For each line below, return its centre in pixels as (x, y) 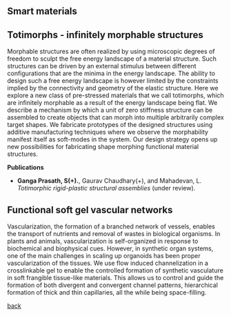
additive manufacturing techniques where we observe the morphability (108, 132)
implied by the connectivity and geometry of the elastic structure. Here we (113, 88)
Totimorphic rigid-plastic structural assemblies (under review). (106, 188)
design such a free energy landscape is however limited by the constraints (113, 81)
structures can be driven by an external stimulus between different (102, 66)
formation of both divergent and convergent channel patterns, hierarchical (113, 285)
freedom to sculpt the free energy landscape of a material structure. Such (112, 59)
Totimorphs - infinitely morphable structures (105, 35)
